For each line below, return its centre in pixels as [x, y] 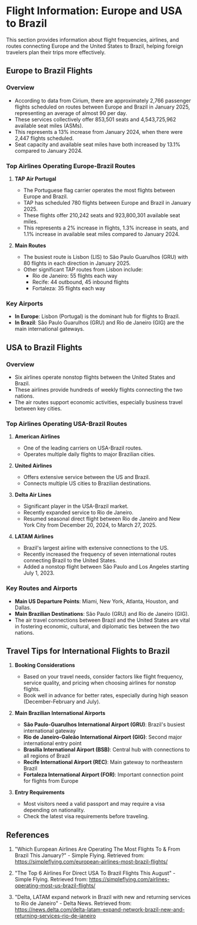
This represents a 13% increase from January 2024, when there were [99, 132]
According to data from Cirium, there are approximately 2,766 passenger [103, 100]
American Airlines [37, 437]
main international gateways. [49, 329]
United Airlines [33, 466]
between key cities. [38, 408]
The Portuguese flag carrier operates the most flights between [99, 190]
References [28, 835]
